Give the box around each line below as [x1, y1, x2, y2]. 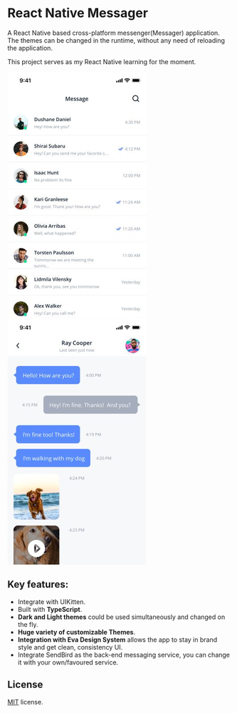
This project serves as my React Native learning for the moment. [7, 57, 196, 66]
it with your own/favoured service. [17, 657, 119, 667]
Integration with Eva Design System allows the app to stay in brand [17, 635, 218, 644]
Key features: [7, 578, 69, 590]
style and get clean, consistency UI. [17, 642, 123, 651]
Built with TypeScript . [17, 605, 83, 613]
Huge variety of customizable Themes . [17, 628, 136, 636]
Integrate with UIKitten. [17, 597, 86, 606]
